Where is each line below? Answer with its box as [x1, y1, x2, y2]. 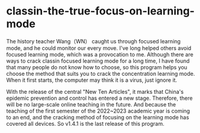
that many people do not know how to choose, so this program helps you [6, 63, 188, 70]
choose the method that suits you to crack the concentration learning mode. [6, 70, 195, 77]
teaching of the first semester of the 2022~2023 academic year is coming [6, 107, 190, 114]
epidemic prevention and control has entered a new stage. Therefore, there [6, 94, 193, 102]
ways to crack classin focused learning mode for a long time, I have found [6, 57, 190, 64]
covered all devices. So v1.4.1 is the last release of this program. [6, 120, 164, 127]
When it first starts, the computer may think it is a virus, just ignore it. [6, 76, 178, 84]
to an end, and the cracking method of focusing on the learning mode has [6, 113, 190, 121]
